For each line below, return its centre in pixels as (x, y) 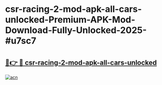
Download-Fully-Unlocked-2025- (76, 30)
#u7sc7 (21, 41)
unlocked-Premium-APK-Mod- (70, 20)
